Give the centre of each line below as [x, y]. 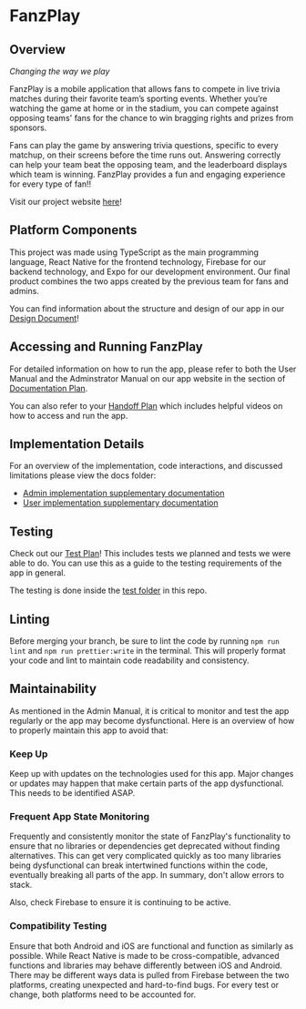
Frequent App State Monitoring [80, 817]
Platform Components [73, 230]
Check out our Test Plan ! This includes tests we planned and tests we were [150, 554]
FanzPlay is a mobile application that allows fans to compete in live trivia [145, 89]
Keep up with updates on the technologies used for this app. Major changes [152, 774]
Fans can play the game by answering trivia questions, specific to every [144, 145]
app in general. [38, 573]
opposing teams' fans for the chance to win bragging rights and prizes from [152, 118]
